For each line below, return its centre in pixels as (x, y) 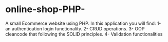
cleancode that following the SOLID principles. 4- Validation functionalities (84, 34)
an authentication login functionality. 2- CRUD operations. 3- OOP (75, 28)
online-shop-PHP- (45, 9)
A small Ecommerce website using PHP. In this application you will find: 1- (83, 23)
